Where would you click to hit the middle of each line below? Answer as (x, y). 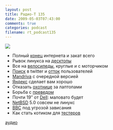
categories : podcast (26, 28)
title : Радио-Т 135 (25, 14)
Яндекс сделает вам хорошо (42, 82)
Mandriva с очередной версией (45, 76)
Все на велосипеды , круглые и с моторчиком (60, 66)
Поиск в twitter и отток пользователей (52, 71)
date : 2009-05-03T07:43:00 (33, 19)
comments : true (21, 23)
